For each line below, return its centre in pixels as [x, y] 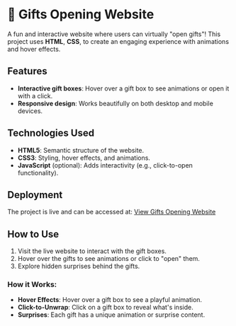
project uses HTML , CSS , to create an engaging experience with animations [118, 41]
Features [27, 71]
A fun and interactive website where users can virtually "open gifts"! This [114, 34]
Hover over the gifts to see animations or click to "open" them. [109, 259]
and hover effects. [34, 49]
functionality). [38, 173]
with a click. [35, 95]
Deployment [35, 195]
